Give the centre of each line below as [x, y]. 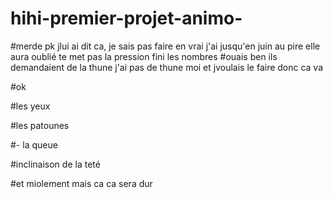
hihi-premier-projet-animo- [126, 18]
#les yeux [30, 106]
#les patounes [40, 125]
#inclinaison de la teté [55, 164]
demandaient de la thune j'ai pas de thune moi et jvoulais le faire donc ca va [167, 67]
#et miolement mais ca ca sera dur [81, 183]
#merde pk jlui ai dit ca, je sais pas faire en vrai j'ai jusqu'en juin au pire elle [165, 46]
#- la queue [34, 144]
